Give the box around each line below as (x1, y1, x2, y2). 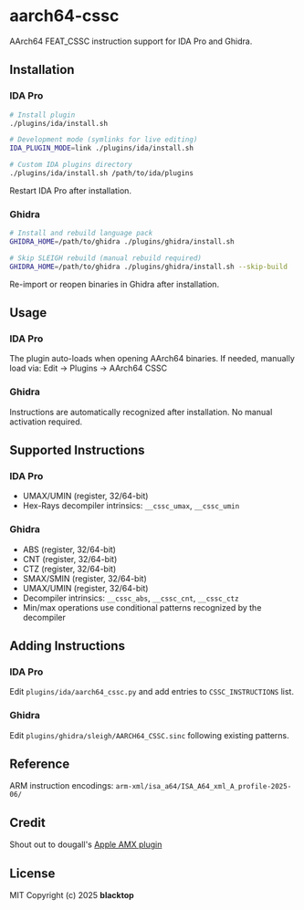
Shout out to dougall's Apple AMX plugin (9, 839, 162, 850)
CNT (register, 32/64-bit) (22, 553, 118, 564)
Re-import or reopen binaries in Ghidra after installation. (9, 278, 220, 289)
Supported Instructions (9, 443, 145, 458)
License (9, 865, 56, 881)
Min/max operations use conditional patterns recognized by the (22, 601, 262, 612)
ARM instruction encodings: (9, 780, 114, 791)
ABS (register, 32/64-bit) (22, 544, 117, 555)
